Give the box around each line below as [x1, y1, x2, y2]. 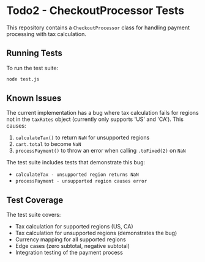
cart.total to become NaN [15, 140, 81, 148]
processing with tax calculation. [6, 30, 87, 37]
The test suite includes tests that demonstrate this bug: [6, 159, 146, 166]
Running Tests [6, 48, 62, 59]
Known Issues [6, 93, 62, 104]
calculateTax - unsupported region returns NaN [15, 172, 139, 178]
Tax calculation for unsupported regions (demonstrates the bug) [15, 230, 177, 237]
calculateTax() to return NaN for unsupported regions [15, 134, 150, 141]
